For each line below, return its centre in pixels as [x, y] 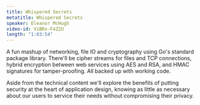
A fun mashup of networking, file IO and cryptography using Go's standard [100, 52]
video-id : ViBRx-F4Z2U [35, 29]
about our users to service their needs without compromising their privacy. [100, 96]
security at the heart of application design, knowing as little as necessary [98, 89]
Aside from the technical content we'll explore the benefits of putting [93, 83]
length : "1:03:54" [30, 35]
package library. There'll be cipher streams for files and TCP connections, [99, 58]
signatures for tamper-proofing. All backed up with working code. [89, 71]
